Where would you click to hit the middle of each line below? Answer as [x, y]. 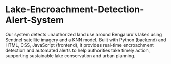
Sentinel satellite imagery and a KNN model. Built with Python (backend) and [86, 40]
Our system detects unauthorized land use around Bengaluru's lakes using [84, 34]
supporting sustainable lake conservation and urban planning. [70, 56]
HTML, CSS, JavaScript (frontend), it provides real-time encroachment [80, 45]
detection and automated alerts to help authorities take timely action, [78, 50]
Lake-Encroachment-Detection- [75, 9]
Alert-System [35, 20]
